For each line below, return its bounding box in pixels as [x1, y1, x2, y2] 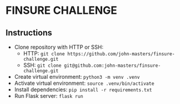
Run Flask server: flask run [14, 93, 83, 99]
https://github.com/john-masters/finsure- [67, 51, 175, 57]
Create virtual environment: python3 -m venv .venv [14, 73, 140, 80]
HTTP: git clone [23, 50, 65, 57]
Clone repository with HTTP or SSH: [14, 43, 104, 50]
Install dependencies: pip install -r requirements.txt [14, 86, 152, 93]
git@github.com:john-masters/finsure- [64, 63, 161, 69]
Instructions [5, 28, 52, 38]
